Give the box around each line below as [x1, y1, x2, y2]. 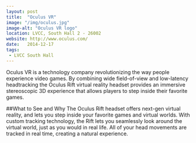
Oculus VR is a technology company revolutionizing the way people [6, 68, 170, 75]
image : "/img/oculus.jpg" [6, 19, 69, 25]
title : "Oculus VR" [6, 14, 57, 20]
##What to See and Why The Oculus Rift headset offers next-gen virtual [6, 105, 181, 112]
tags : [6, 47, 19, 53]
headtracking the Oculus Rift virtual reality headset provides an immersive [6, 81, 185, 88]
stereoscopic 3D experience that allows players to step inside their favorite [6, 87, 188, 94]
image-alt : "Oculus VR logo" [6, 25, 78, 31]
